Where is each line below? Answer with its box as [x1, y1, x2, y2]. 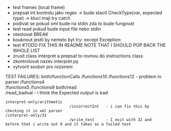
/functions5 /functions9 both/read [5, 84, 77, 90]
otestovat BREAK [12, 31, 48, 37]
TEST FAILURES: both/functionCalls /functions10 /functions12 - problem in [5, 74, 162, 79]
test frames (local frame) [12, 5, 65, 10]
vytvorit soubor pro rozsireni [12, 63, 73, 70]
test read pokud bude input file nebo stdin [12, 26, 101, 32]
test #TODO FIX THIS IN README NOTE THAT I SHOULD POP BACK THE [12, 42, 166, 48]
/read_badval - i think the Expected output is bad [5, 90, 108, 95]
